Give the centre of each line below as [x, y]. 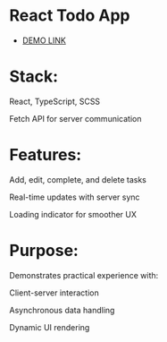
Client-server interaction [54, 293]
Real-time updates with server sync [75, 197]
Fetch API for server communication [75, 118]
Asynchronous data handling [62, 310]
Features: [46, 155]
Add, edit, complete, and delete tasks [78, 179]
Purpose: [44, 251]
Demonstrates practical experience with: [84, 275]
